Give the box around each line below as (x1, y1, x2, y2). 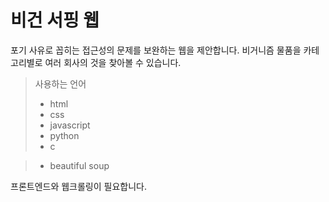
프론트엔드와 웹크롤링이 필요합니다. (10, 180, 147, 192)
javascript (49, 119, 91, 131)
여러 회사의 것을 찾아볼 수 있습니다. (44, 56, 182, 68)
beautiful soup (49, 159, 110, 171)
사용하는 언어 (34, 77, 87, 90)
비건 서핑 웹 (10, 9, 100, 32)
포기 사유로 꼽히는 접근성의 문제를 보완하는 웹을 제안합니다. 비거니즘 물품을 (10, 44, 302, 56)
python (49, 129, 80, 141)
